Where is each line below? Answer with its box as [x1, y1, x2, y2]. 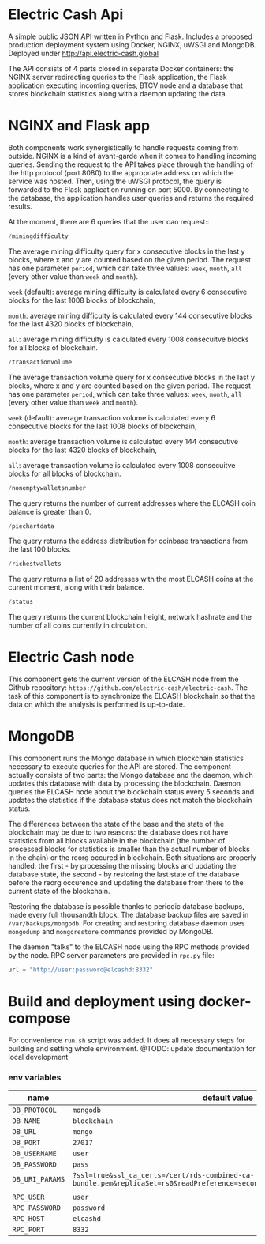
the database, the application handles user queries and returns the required [8, 193, 254, 202]
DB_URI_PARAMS [12, 1175, 65, 1184]
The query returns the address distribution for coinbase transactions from [8, 536, 248, 546]
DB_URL [12, 1128, 37, 1137]
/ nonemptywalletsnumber [8, 484, 87, 492]
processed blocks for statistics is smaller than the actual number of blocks [8, 844, 250, 854]
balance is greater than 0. [8, 507, 91, 516]
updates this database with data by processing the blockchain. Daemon [8, 778, 241, 788]
